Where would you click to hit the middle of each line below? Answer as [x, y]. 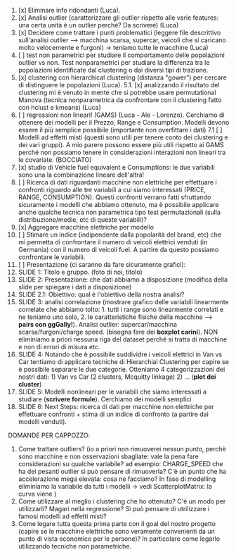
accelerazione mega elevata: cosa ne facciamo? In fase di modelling [117, 479]
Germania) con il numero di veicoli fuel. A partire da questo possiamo [118, 250]
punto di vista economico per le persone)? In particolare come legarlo [119, 539]
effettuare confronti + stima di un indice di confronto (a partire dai [113, 414]
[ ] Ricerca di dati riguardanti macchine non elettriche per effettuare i [117, 182]
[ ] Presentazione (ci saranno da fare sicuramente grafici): [102, 264]
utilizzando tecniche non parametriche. [75, 546]
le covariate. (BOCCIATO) [55, 160]
